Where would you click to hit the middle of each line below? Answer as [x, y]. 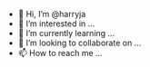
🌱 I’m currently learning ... [66, 33]
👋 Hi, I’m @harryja [52, 14]
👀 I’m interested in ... [56, 24]
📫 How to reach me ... [60, 53]
